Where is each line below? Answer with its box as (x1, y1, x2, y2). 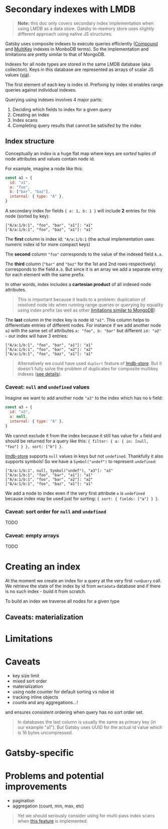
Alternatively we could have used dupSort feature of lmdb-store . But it (17, 360, 162, 366)
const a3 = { (5, 405, 33, 410)
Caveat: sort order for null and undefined (5, 508, 106, 515)
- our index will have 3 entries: (5, 333, 68, 339)
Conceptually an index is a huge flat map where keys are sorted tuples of (5, 150, 156, 157)
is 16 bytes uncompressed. (17, 729, 73, 735)
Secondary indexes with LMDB (5, 4, 136, 15)
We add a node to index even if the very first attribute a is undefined (5, 490, 145, 496)
